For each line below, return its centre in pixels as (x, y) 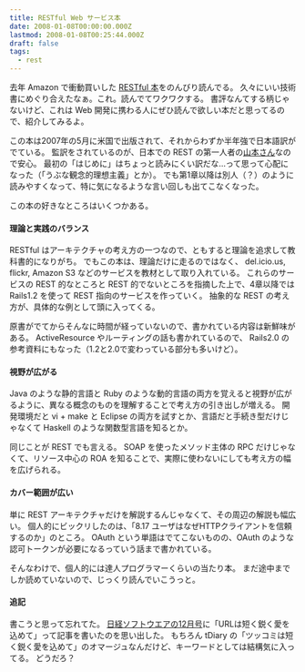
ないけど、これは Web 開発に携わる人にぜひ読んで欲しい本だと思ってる (143, 110)
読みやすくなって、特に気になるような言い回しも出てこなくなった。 (137, 186)
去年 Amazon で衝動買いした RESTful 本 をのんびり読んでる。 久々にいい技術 (153, 87)
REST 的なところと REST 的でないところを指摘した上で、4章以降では (165, 284)
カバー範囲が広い (41, 492)
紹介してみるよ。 (57, 121)
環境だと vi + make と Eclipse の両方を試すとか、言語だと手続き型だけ (149, 416)
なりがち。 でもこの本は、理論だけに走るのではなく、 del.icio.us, (163, 261)
